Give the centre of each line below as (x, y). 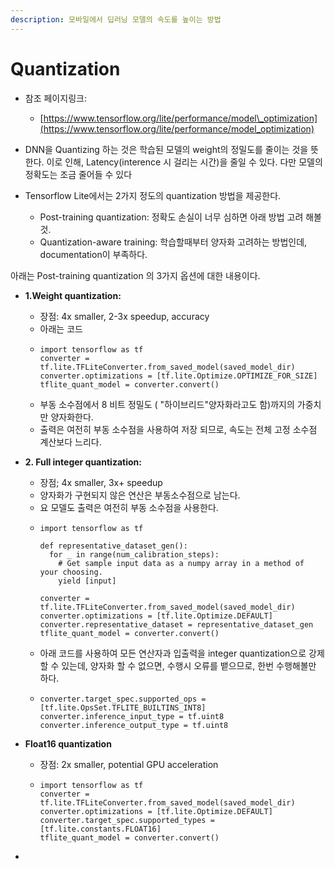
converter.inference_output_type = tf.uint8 (134, 725)
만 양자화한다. (66, 417)
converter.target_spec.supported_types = (127, 820)
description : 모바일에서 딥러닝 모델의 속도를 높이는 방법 (116, 19)
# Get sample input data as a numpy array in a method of (181, 563)
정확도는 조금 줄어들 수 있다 (78, 174)
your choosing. (71, 572)
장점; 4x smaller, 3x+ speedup (101, 482)
